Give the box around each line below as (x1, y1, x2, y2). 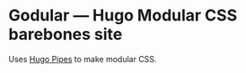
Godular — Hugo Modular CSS (8, 5, 238, 26)
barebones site (8, 24, 123, 45)
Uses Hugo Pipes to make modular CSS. (8, 53, 157, 64)
